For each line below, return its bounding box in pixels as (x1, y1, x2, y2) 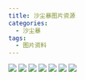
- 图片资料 (15, 42, 47, 50)
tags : (8, 34, 26, 42)
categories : (8, 19, 48, 27)
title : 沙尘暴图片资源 (8, 11, 76, 20)
